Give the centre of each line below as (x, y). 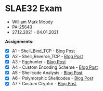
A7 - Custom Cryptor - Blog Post (44, 84)
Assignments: (19, 41)
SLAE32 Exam (34, 8)
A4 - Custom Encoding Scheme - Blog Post (55, 67)
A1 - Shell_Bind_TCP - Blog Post (43, 51)
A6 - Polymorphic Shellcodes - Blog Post (53, 78)
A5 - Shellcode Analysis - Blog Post (47, 73)
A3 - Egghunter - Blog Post (39, 62)
